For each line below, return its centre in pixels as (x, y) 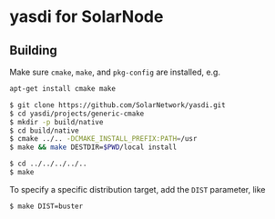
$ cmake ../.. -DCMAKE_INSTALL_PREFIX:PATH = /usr (103, 139)
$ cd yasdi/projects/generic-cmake (77, 114)
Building (33, 50)
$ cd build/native (44, 130)
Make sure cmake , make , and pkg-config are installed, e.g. (115, 72)
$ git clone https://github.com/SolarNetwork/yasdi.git (117, 105)
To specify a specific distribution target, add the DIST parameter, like (137, 189)
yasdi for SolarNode (87, 17)
